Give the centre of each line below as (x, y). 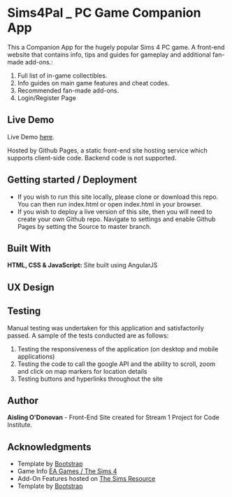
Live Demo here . (31, 136)
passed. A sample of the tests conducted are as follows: (88, 335)
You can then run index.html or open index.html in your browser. (110, 204)
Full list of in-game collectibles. (62, 76)
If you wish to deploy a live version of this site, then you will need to (115, 211)
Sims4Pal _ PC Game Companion (104, 13)
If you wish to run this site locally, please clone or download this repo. (118, 197)
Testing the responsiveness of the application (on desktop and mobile (118, 349)
